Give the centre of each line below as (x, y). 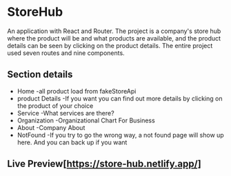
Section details (40, 75)
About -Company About (51, 127)
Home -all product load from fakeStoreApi (77, 91)
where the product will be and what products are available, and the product (114, 38)
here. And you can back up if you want (72, 142)
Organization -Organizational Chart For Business (86, 120)
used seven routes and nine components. (66, 53)
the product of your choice (55, 106)
